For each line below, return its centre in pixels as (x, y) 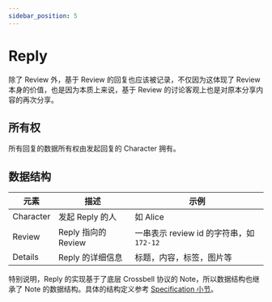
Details (25, 257)
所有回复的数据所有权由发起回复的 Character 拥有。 (94, 149)
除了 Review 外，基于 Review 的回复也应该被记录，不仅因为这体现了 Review (134, 79)
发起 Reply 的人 (87, 217)
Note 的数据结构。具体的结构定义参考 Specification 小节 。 (121, 289)
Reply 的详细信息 (90, 257)
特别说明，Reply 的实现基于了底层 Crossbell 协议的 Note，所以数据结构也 (131, 279)
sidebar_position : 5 (43, 16)
